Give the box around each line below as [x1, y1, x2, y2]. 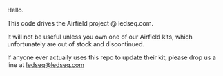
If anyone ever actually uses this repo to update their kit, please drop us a [7, 53, 216, 61]
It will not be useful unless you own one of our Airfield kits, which [7, 32, 193, 41]
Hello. [7, 6, 24, 14]
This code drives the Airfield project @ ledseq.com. [7, 19, 154, 27]
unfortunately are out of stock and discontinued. [7, 40, 145, 48]
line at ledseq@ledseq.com [7, 61, 85, 68]
